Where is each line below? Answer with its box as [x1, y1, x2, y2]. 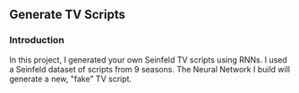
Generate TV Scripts [9, 7, 125, 22]
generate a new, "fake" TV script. [9, 73, 132, 84]
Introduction [9, 34, 64, 46]
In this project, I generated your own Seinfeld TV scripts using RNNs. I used [9, 54, 288, 65]
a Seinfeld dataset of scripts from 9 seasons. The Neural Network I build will [9, 63, 291, 74]
